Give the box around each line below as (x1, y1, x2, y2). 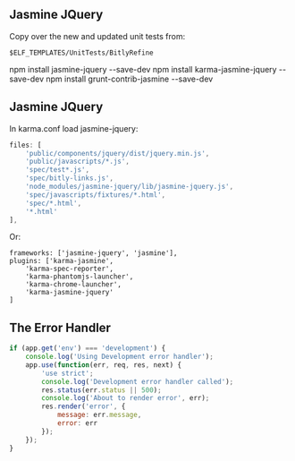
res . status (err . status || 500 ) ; (41, 385, 163, 395)
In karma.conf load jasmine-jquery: (9, 123, 139, 133)
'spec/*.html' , (25, 199, 82, 208)
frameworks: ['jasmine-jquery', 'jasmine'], (9, 249, 178, 258)
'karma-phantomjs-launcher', (25, 272, 134, 281)
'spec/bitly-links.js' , (25, 174, 114, 183)
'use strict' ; (41, 369, 94, 378)
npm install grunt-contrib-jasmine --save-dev (46, 73, 214, 84)
